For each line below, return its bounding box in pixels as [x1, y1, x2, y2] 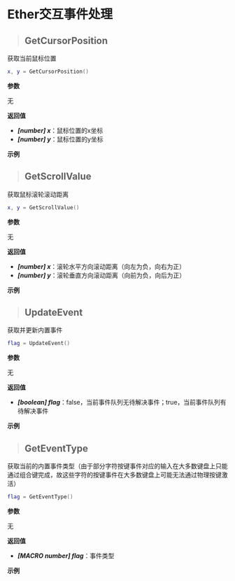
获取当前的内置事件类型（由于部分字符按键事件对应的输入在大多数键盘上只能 [7, 462, 228, 470]
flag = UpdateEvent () [7, 340, 71, 347]
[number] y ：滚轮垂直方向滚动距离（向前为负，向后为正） [17, 271, 186, 279]
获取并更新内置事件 [7, 326, 63, 335]
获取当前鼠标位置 [7, 54, 57, 62]
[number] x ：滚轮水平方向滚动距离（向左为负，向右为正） [17, 262, 186, 270]
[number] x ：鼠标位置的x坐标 [17, 126, 104, 134]
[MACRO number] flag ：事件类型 [17, 551, 115, 560]
